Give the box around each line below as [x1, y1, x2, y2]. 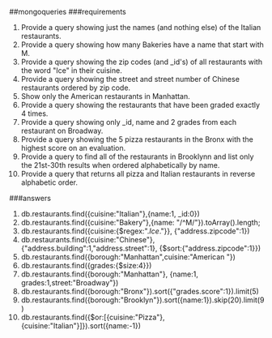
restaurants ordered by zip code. [20, 83, 131, 92]
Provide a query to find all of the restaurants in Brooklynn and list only [20, 152, 254, 161]
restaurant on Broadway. [20, 126, 104, 135]
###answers [9, 194, 52, 203]
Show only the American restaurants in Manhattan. [20, 92, 191, 101]
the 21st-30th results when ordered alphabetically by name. [20, 160, 220, 169]
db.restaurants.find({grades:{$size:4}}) [20, 261, 152, 270]
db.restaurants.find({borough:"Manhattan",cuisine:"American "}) [20, 252, 236, 262]
